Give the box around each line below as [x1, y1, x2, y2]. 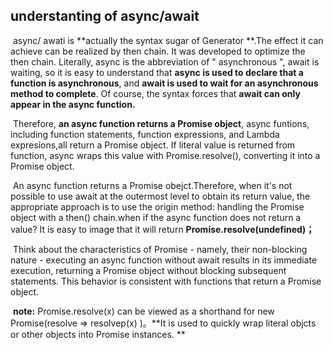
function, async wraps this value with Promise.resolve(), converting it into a [10, 149, 321, 161]
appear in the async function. [10, 98, 136, 110]
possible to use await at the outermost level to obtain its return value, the [10, 190, 311, 202]
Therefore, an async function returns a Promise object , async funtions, [12, 117, 310, 129]
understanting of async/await [10, 8, 200, 25]
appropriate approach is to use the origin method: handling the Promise [10, 200, 305, 213]
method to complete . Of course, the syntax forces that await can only [10, 87, 301, 99]
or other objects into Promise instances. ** [10, 328, 186, 340]
